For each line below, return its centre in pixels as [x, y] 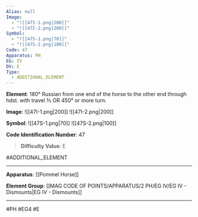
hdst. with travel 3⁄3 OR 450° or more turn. [57, 100]
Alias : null [21, 11]
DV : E [13, 66]
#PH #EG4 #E [23, 209]
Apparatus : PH [24, 55]
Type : [13, 72]
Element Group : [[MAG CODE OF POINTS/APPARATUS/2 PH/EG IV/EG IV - [96, 186]
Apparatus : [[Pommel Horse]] [42, 175]
